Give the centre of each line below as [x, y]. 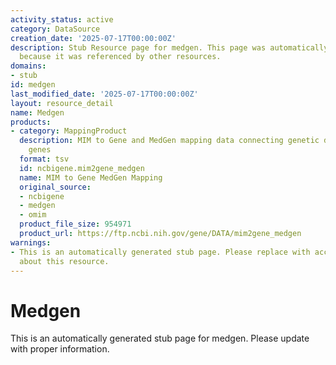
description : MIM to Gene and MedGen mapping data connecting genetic [169, 141]
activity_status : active [62, 19]
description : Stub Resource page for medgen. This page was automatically [169, 47]
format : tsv [44, 159]
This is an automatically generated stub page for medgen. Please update [160, 338]
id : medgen [33, 85]
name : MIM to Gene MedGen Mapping [91, 177]
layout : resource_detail [62, 103]
